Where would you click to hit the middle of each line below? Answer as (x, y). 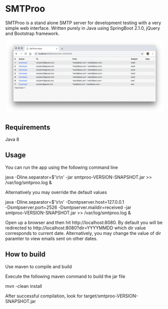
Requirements (28, 127)
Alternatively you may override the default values (56, 192)
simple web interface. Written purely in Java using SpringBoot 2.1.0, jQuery (82, 28)
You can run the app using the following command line (62, 167)
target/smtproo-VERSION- (111, 296)
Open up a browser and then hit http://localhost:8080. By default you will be (84, 222)
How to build (25, 254)
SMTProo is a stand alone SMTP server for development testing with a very (83, 23)
